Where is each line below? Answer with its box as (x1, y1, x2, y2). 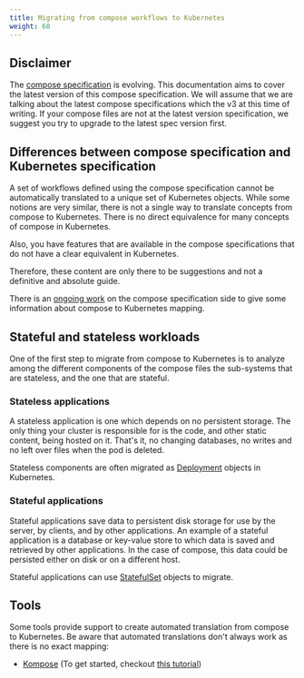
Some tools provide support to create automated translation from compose (9, 622, 289, 633)
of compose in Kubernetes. (9, 221, 112, 232)
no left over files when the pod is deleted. (9, 445, 165, 456)
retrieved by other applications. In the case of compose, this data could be (9, 544, 289, 555)
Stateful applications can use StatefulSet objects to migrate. (9, 571, 234, 582)
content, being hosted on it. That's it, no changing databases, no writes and (9, 435, 292, 446)
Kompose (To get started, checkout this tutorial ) (22, 659, 202, 670)
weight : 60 (9, 22, 51, 31)
